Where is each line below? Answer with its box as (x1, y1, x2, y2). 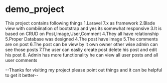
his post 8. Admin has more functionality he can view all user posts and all (5, 51, 158, 58)
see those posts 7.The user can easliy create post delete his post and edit (5, 46, 157, 52)
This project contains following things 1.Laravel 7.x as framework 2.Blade (5, 20, 155, 26)
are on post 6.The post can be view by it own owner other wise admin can (5, 41, 158, 47)
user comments (5, 57, 38, 63)
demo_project (5, 3, 64, 15)
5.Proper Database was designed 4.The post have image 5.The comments (5, 36, 158, 42)
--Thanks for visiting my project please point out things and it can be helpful (5, 66, 162, 73)
